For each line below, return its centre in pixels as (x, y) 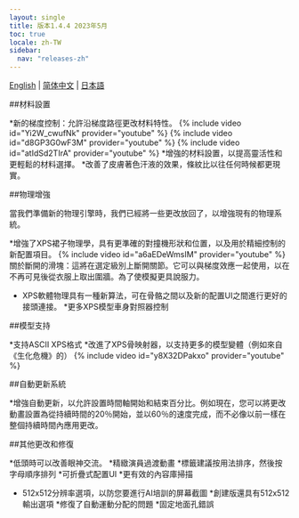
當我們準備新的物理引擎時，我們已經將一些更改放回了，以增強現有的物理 (141, 213)
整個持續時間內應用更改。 (56, 425)
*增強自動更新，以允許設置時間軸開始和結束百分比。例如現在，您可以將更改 (148, 403)
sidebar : (25, 51)
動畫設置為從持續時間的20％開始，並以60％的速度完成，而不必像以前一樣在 (148, 414)
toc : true (28, 34)
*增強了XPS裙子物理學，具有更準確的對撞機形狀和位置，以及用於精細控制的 (148, 243)
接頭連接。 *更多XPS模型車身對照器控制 (95, 307)
